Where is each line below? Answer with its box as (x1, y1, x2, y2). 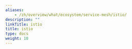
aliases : (5, 7, 24, 13)
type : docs (5, 31, 29, 36)
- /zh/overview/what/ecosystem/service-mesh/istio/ (14, 12, 127, 17)
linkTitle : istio (5, 21, 42, 27)
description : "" (5, 17, 40, 22)
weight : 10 (5, 36, 29, 41)
